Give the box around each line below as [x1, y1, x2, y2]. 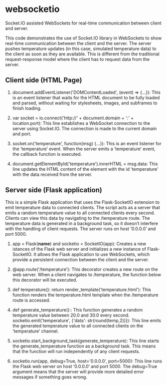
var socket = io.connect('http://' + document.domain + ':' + [12, 115, 134, 121]
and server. [5, 25, 28, 31]
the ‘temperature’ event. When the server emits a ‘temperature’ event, [12, 146, 156, 152]
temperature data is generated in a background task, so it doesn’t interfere [5, 220, 159, 226]
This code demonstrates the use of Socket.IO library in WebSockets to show [5, 35, 162, 41]
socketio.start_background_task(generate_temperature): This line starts [12, 338, 160, 344]
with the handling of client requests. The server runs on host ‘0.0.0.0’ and [5, 226, 156, 232]
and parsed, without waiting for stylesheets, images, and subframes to [12, 100, 158, 106]
